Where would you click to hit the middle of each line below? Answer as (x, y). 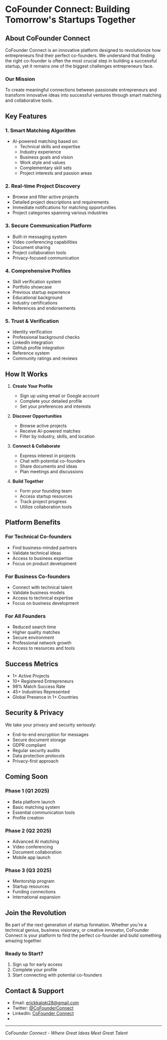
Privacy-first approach (35, 761)
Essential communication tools (44, 812)
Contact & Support (35, 991)
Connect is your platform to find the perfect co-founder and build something (83, 935)
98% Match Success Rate (39, 687)
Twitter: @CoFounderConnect (43, 1008)
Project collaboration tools (39, 253)
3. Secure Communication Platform (48, 226)
